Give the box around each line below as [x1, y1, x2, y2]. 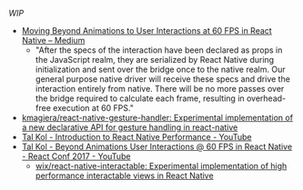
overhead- [246, 93, 287, 104]
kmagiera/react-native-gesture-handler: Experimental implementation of [21, 113, 293, 123]
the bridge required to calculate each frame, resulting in [35, 93, 245, 104]
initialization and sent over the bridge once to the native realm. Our [35, 64, 286, 75]
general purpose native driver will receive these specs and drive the [35, 74, 290, 85]
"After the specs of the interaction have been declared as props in [35, 45, 283, 55]
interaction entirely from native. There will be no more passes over [35, 84, 285, 94]
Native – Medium [21, 35, 86, 45]
